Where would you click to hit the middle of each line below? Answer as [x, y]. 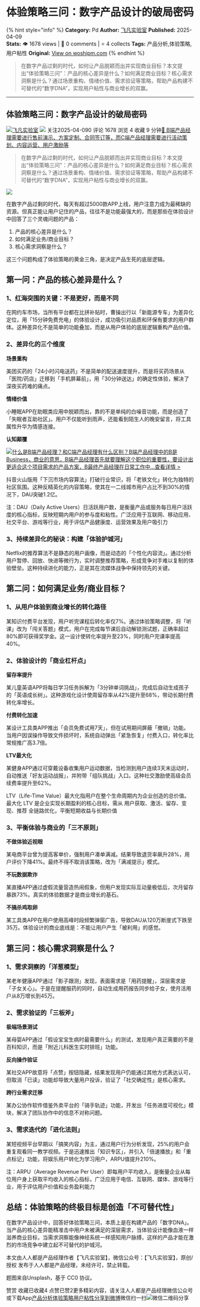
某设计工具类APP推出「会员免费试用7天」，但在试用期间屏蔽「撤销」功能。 [98, 728]
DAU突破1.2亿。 [41, 494]
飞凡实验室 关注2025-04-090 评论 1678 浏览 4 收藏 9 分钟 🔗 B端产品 [99, 130]
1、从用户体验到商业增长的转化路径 [56, 607]
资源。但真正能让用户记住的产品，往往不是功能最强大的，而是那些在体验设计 [100, 211]
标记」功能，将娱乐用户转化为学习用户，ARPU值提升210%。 [85, 1159]
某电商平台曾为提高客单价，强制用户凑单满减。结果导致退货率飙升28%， [95, 854]
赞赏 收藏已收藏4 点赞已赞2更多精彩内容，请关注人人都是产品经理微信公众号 [100, 1290]
